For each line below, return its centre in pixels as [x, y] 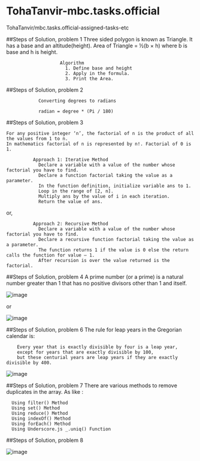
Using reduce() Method [40, 413]
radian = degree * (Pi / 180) [76, 111]
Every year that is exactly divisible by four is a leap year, [98, 347]
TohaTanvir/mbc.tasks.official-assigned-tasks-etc [68, 28]
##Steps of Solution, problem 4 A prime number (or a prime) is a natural [95, 276]
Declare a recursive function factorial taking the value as [116, 239]
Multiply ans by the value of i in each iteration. [104, 196]
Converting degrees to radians [77, 101]
